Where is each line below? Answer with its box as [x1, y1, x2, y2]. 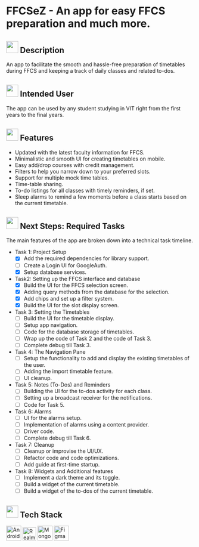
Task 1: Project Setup [14, 249, 67, 256]
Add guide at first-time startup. [23, 461, 100, 468]
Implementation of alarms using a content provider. [23, 421, 150, 428]
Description [20, 45, 64, 55]
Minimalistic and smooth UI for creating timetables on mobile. [14, 155, 166, 162]
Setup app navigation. [23, 321, 78, 329]
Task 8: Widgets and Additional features [14, 468, 113, 475]
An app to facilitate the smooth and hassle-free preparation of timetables [6, 61, 185, 68]
